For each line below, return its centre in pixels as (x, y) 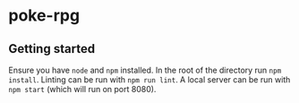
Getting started (52, 49)
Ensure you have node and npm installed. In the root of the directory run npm (145, 70)
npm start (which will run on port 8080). (82, 89)
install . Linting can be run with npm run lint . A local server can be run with (149, 80)
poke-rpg (44, 16)
